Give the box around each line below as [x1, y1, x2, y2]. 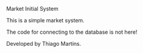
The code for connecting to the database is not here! [6, 28, 138, 36]
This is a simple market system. [6, 17, 84, 23]
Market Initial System [6, 5, 59, 12]
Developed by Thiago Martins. [6, 40, 81, 47]
